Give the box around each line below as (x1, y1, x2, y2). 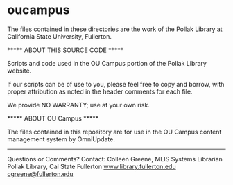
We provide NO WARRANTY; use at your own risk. (7, 100, 150, 109)
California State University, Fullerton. (7, 32, 112, 40)
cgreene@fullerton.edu (7, 169, 74, 178)
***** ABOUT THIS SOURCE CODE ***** (7, 46, 124, 54)
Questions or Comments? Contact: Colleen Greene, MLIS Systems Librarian (7, 155, 223, 163)
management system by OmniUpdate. (7, 134, 116, 143)
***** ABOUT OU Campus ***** (7, 114, 99, 123)
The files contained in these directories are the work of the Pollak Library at (7, 25, 223, 33)
